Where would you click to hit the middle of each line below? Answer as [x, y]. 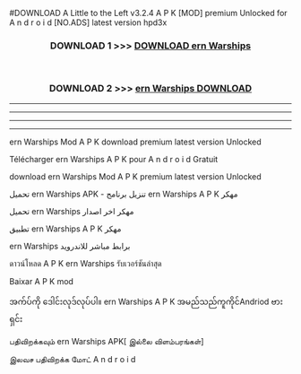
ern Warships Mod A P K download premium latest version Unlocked [135, 142]
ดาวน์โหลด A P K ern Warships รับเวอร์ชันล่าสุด [86, 263]
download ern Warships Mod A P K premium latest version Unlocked [135, 176]
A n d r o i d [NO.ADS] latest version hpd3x [88, 22]
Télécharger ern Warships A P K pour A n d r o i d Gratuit [114, 159]
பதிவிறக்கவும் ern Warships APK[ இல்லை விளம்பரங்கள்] [107, 341]
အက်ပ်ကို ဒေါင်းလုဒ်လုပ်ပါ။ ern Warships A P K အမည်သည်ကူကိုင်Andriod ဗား [146, 301]
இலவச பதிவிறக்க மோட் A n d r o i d [73, 359]
